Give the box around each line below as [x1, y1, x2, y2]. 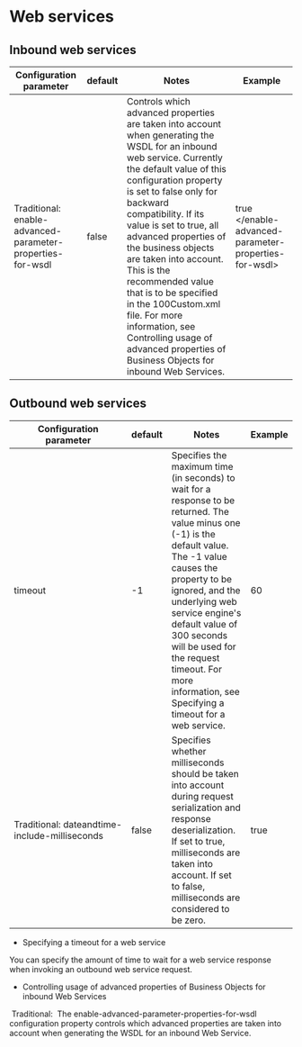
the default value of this [127, 163, 226, 175]
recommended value [127, 275, 214, 287]
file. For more [127, 309, 183, 321]
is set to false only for [127, 185, 218, 197]
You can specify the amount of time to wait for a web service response [9, 954, 271, 965]
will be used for [171, 640, 236, 653]
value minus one [171, 516, 241, 528]
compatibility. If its [127, 208, 205, 220]
